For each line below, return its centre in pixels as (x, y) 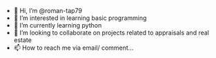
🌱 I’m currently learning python (58, 25)
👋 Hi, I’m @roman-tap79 (48, 11)
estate (23, 40)
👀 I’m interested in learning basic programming (80, 18)
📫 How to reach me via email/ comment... (73, 48)
